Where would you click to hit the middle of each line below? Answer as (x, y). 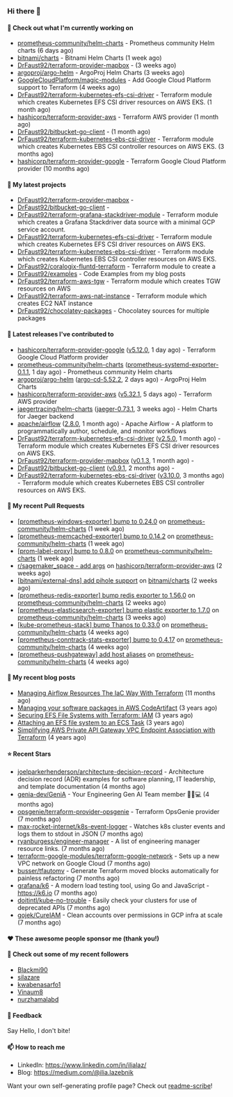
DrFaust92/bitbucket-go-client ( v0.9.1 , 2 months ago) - (96, 468)
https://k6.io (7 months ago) (57, 893)
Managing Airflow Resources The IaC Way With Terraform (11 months (116, 693)
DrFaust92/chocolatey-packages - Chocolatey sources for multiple (113, 311)
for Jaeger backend (46, 416)
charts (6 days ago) (46, 51)
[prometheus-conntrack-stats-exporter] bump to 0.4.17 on (101, 640)
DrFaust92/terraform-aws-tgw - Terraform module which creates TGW (119, 282)
